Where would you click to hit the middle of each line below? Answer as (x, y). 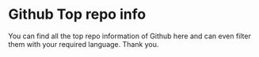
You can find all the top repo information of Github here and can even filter (129, 36)
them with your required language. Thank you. (84, 44)
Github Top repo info (77, 14)
